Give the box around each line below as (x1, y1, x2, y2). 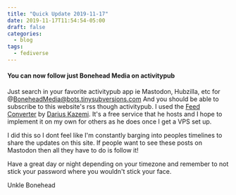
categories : (7, 30, 42, 37)
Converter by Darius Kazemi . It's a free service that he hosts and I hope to (7, 110, 223, 119)
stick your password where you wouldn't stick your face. (7, 167, 172, 176)
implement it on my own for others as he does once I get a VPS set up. (7, 117, 212, 126)
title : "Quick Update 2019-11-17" (7, 10, 109, 18)
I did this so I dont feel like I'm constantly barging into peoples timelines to (7, 131, 223, 140)
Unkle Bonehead (7, 181, 56, 189)
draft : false (7, 23, 46, 30)
